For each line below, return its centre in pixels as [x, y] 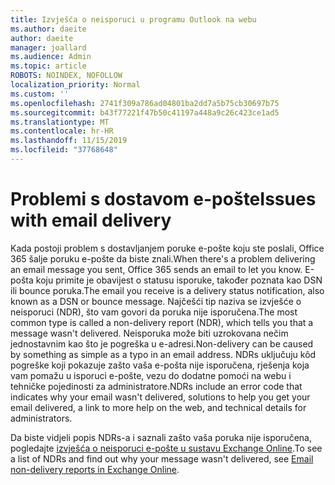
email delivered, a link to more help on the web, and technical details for [158, 407]
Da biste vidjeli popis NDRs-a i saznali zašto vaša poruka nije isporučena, [161, 437]
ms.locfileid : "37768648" [64, 150]
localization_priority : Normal [75, 85]
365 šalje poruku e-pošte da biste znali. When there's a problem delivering [163, 258]
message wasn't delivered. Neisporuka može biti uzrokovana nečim [149, 333]
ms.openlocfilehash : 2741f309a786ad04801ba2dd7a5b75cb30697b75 [145, 103]
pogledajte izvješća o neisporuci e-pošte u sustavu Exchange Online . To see [166, 448]
